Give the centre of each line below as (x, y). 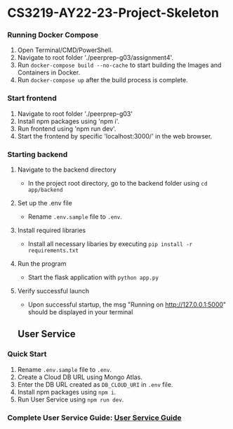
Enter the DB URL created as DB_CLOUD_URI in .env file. (95, 384)
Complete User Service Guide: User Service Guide (94, 418)
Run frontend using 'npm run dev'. (67, 129)
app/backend (45, 190)
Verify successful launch (53, 291)
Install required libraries (52, 231)
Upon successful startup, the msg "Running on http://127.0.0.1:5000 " (127, 305)
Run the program (42, 264)
